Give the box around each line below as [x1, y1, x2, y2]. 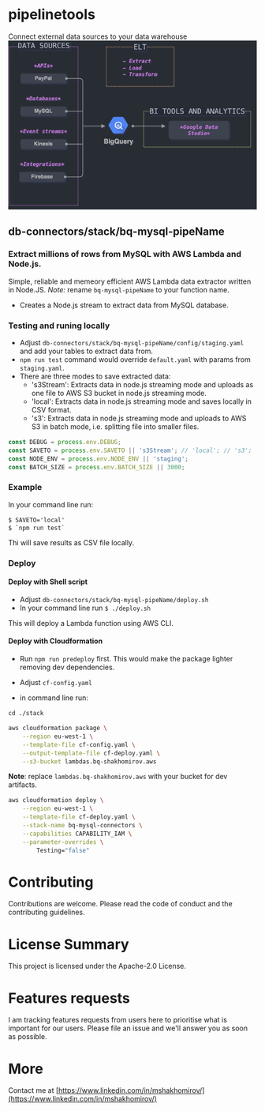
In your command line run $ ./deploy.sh [19, 603, 151, 612]
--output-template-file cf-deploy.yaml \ [22, 749, 160, 757]
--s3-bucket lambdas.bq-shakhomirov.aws [22, 757, 157, 766]
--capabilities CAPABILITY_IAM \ [22, 830, 132, 838]
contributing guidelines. [8, 907, 85, 917]
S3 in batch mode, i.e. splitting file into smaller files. [31, 421, 200, 431]
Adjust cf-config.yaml [19, 678, 92, 687]
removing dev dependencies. [19, 662, 115, 672]
